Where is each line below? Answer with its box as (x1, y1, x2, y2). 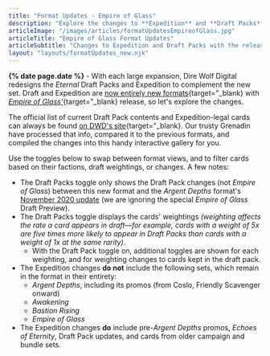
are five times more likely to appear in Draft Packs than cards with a (19, 229, 247, 238)
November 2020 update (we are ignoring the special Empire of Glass (19, 194, 248, 204)
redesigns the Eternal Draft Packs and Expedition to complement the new (8, 80, 252, 89)
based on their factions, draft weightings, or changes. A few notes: (8, 162, 229, 171)
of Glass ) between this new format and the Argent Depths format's (19, 186, 241, 195)
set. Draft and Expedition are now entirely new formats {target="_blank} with (8, 88, 260, 97)
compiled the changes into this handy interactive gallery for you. (8, 138, 222, 147)
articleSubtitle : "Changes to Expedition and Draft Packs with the (8, 42, 239, 50)
